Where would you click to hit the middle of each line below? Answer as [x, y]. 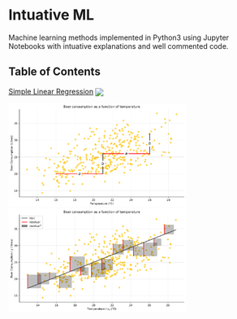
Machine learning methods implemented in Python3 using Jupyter [119, 37]
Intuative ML [52, 15]
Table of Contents [55, 72]
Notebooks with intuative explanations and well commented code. [118, 46]
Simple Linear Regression [51, 91]
